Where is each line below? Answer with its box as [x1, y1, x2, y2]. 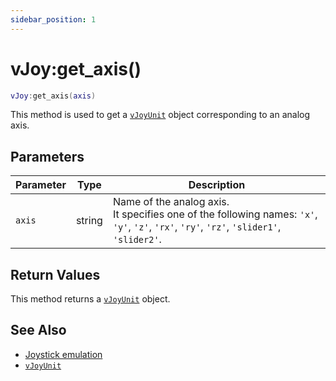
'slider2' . [112, 232, 162, 246]
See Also [10, 322, 67, 339]
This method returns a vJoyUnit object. [10, 293, 171, 305]
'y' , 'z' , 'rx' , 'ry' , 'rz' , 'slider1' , [112, 220, 282, 234]
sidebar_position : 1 [10, 14, 97, 25]
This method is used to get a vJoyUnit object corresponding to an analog [10, 109, 311, 121]
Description [188, 178, 246, 192]
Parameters [10, 148, 85, 165]
